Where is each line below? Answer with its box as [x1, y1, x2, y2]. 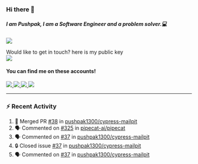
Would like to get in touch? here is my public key [6, 48, 124, 55]
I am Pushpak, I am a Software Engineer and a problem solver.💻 [6, 20, 167, 27]
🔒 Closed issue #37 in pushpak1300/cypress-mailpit [14, 142, 141, 149]
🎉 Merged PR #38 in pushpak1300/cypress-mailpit [14, 118, 137, 125]
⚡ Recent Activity [6, 103, 57, 111]
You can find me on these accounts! [6, 68, 96, 75]
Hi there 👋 [6, 5, 35, 14]
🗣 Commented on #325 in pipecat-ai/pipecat [14, 124, 126, 132]
